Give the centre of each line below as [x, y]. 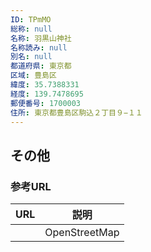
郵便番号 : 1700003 [46, 103]
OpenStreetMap [82, 233]
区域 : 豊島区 [33, 76]
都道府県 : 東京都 [41, 66]
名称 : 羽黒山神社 [41, 38]
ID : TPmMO [31, 19]
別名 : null [31, 57]
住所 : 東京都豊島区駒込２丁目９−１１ [76, 112]
